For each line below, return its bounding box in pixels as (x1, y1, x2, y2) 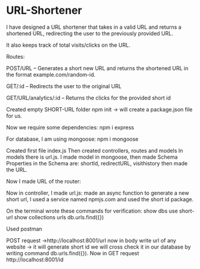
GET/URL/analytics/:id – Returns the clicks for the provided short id (6, 94, 171, 101)
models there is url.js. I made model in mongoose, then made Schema (6, 153, 178, 161)
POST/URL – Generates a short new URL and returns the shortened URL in (6, 64, 189, 72)
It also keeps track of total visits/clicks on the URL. (6, 41, 131, 49)
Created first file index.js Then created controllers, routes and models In (6, 147, 183, 154)
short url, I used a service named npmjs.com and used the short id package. (6, 195, 194, 202)
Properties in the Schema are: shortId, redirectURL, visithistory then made (6, 159, 188, 167)
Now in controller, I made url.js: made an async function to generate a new (6, 189, 189, 197)
